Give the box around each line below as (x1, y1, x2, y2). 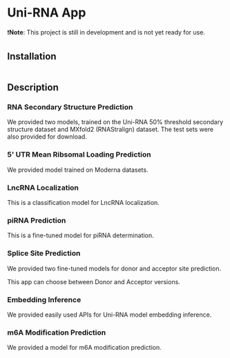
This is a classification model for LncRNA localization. (7, 199, 160, 207)
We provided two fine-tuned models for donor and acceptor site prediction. (7, 264, 222, 272)
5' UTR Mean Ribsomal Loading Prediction (7, 150, 151, 159)
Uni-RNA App (7, 5, 86, 21)
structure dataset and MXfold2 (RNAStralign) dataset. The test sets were (7, 126, 214, 134)
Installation (7, 50, 57, 63)
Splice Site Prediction (7, 248, 81, 258)
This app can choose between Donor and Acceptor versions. (7, 277, 181, 286)
